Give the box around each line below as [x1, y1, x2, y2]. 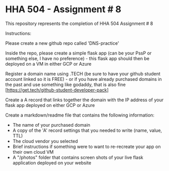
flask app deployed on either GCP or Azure [5, 102, 95, 108]
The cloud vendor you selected [12, 138, 78, 144]
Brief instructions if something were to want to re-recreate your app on [12, 144, 161, 150]
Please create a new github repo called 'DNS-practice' [5, 40, 119, 46]
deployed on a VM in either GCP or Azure [5, 61, 92, 67]
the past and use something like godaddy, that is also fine [5, 81, 126, 88]
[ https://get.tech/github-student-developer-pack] [5, 87, 109, 93]
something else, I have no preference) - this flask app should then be [5, 55, 150, 62]
